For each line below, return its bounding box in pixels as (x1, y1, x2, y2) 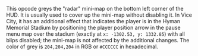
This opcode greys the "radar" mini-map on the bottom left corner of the (6, 5, 184, 12)
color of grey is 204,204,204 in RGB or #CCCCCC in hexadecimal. (6, 43, 159, 50)
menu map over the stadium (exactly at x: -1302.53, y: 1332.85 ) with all (6, 30, 186, 38)
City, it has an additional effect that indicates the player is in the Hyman (6, 18, 180, 24)
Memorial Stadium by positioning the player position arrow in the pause (6, 24, 181, 31)
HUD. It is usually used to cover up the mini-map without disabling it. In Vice (6, 11, 192, 18)
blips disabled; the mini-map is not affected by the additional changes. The (6, 37, 190, 43)
